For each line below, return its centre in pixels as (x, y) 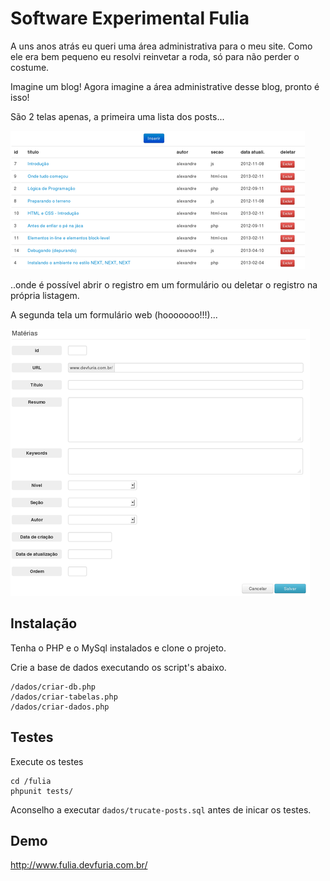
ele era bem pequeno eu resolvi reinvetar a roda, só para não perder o (155, 56)
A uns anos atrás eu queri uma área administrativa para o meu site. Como (161, 46)
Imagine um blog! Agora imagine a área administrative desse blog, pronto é (165, 86)
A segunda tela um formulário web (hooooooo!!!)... (114, 314)
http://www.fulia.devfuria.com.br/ (79, 865)
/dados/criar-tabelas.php (64, 697)
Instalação (44, 623)
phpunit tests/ (42, 791)
